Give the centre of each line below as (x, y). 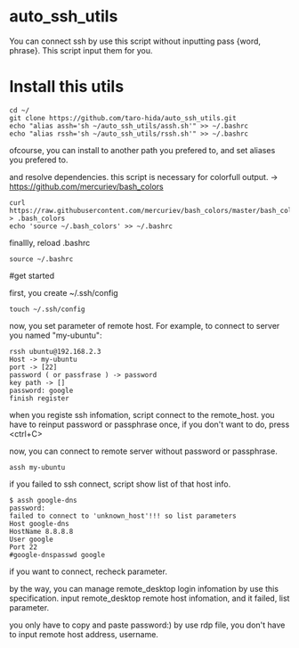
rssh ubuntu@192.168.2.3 (55, 351)
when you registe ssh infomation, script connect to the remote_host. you (142, 414)
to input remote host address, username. (84, 634)
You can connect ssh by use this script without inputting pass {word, (135, 41)
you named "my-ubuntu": (56, 335)
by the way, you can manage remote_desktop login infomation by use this (144, 588)
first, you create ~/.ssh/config (64, 292)
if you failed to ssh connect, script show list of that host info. (120, 484)
